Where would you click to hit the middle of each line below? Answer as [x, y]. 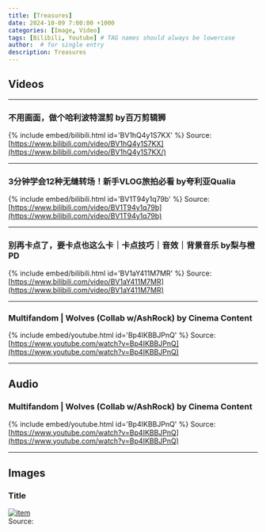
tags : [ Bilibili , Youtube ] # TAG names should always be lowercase [122, 38]
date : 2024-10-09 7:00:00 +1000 [61, 23]
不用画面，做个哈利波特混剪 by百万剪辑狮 [87, 117]
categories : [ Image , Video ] [55, 30]
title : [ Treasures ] [40, 15]
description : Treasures [47, 52]
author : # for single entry [56, 45]
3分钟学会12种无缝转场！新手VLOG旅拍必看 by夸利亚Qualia [122, 181]
